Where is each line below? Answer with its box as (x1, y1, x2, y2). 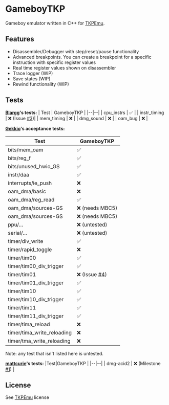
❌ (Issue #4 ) (76, 271, 107, 278)
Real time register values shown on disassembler (12, 64, 116, 71)
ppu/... (8, 221, 24, 228)
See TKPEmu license (5, 394, 50, 400)
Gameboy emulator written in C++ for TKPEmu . (5, 20, 105, 26)
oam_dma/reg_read (8, 196, 55, 203)
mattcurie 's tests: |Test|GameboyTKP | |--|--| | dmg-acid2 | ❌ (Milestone (5, 360, 161, 366)
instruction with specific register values (12, 59, 96, 65)
